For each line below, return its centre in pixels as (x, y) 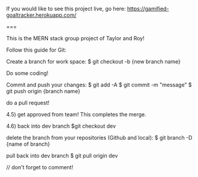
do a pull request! (28, 103)
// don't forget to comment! (40, 167)
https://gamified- (148, 9)
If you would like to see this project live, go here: (66, 9)
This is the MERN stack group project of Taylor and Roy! (76, 38)
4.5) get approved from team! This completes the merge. (76, 114)
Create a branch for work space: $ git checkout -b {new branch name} (94, 61)
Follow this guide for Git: (36, 50)
